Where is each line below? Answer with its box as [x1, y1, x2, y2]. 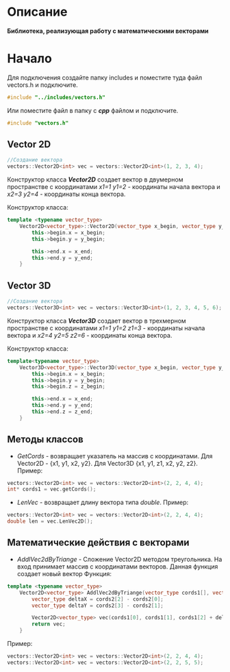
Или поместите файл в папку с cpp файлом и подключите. [7, 106, 179, 114]
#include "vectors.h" [7, 119, 69, 127]
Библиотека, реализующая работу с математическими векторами [7, 27, 209, 35]
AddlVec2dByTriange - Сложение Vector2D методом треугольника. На [16, 555, 222, 563]
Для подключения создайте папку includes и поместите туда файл [7, 73, 203, 82]
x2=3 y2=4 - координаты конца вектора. [7, 190, 126, 199]
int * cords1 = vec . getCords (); [7, 486, 97, 493]
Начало [7, 51, 53, 66]
